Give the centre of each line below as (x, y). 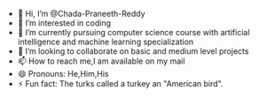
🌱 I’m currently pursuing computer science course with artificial (133, 32)
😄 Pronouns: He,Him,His (63, 74)
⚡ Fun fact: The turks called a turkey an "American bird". (120, 83)
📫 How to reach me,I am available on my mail (101, 61)
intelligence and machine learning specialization (106, 41)
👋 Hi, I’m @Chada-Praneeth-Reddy (81, 14)
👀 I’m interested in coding (64, 23)
